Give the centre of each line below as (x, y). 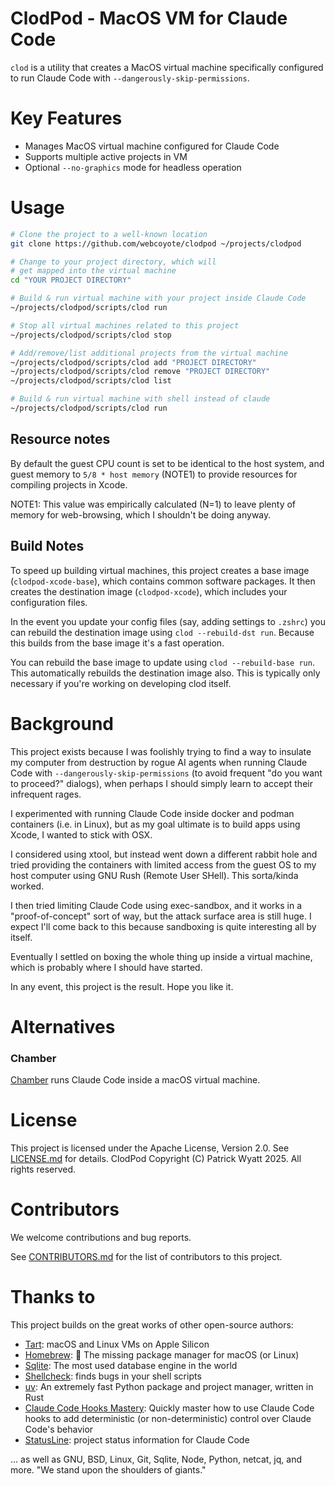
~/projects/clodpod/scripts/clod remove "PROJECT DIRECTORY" (140, 372)
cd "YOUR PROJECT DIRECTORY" (71, 280)
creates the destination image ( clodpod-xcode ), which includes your (149, 591)
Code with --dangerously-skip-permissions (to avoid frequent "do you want (166, 773)
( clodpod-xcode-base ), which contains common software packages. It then (163, 581)
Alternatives (63, 1026)
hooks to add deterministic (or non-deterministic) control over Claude (168, 1418)
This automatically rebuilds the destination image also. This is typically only (165, 673)
